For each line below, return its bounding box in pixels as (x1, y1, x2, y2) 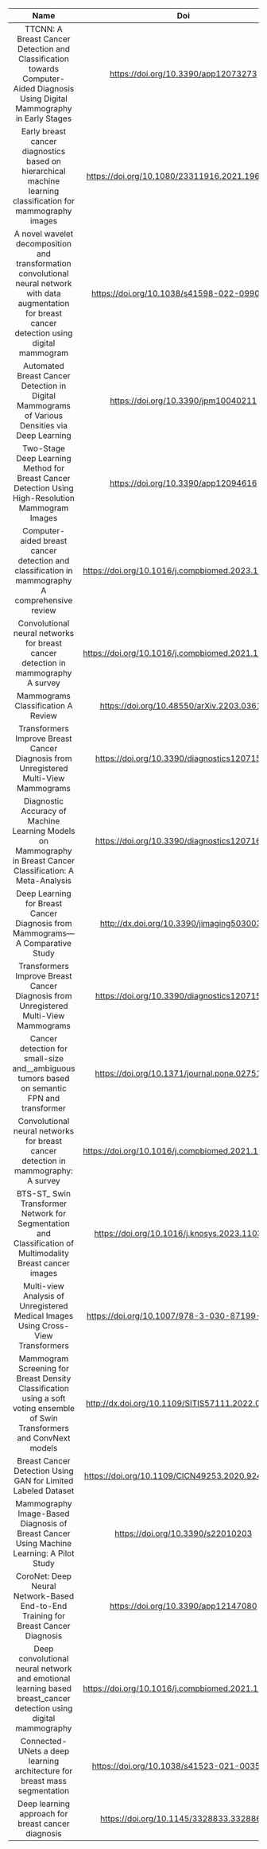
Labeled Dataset (13, 1486, 75, 1496)
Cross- (41, 1320, 70, 1331)
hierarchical (21, 166, 66, 176)
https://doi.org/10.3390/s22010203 (114, 1528, 253, 1539)
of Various (24, 410, 64, 421)
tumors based (17, 1073, 70, 1083)
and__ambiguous (12, 1063, 75, 1074)
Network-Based (13, 1591, 74, 1601)
